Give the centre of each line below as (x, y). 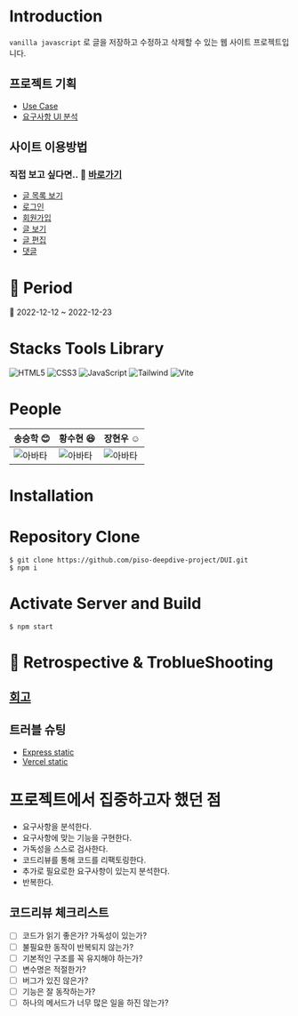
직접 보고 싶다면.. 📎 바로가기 (66, 175)
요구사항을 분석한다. (56, 826)
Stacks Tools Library (87, 348)
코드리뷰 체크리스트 (59, 913)
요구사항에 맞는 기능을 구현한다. (77, 837)
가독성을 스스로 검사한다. (65, 848)
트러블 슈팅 (38, 730)
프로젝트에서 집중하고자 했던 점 (115, 800)
